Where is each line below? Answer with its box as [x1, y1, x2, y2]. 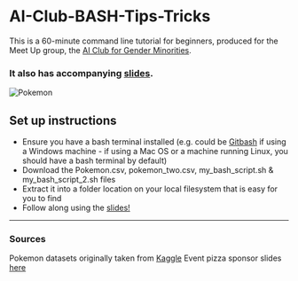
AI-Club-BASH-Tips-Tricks [9, 6, 211, 27]
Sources [9, 232, 46, 245]
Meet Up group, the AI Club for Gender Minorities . [9, 44, 192, 55]
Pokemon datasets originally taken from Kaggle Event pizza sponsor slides [9, 253, 282, 263]
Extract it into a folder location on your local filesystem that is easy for [21, 183, 278, 194]
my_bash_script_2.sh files [21, 175, 116, 185]
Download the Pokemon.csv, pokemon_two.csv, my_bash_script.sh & [21, 165, 274, 176]
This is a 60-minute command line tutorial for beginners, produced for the [9, 35, 278, 46]
